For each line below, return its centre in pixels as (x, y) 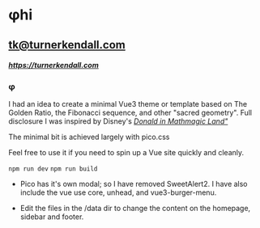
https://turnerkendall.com (53, 65)
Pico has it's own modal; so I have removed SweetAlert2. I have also (134, 184)
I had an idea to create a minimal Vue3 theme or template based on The (128, 103)
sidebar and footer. (52, 217)
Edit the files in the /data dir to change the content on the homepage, (135, 208)
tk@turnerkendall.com (67, 45)
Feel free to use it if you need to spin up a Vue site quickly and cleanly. (126, 152)
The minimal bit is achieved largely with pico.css (89, 137)
